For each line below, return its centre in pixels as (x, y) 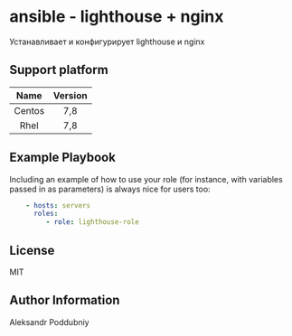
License (32, 250)
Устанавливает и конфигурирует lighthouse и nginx (107, 42)
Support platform (59, 70)
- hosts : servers (58, 205)
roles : (46, 214)
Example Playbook (62, 158)
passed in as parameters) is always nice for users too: (110, 189)
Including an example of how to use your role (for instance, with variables (146, 179)
